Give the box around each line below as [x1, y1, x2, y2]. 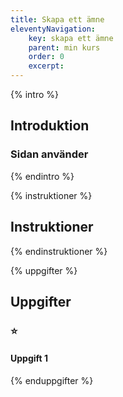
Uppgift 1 [10, 352, 49, 365]
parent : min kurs [28, 42, 101, 53]
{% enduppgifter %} [10, 375, 94, 387]
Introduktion [10, 117, 90, 135]
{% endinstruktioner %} [10, 245, 108, 257]
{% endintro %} [10, 170, 75, 182]
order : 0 [28, 52, 65, 62]
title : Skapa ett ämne [10, 14, 105, 25]
